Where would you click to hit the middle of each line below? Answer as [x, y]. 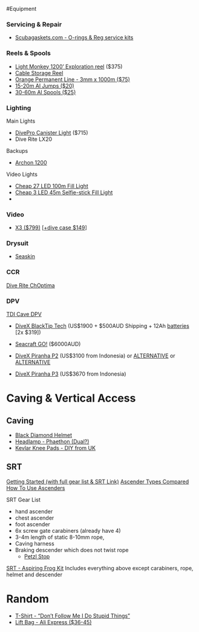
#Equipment [21, 9]
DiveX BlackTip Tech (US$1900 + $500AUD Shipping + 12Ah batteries [102, 326]
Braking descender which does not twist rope [72, 550]
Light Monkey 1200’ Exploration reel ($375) [69, 67]
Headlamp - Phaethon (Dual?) [52, 441]
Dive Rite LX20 [34, 139]
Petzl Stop [37, 556]
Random [28, 599]
